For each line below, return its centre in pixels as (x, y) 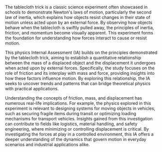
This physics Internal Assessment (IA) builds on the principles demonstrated (81, 52)
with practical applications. (32, 89)
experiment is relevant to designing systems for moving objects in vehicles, (80, 108)
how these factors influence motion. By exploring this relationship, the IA (78, 78)
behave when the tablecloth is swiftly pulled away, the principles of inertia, (80, 28)
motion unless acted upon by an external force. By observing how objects (79, 22)
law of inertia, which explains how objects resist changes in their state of (78, 17)
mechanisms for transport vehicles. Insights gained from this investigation (79, 119)
